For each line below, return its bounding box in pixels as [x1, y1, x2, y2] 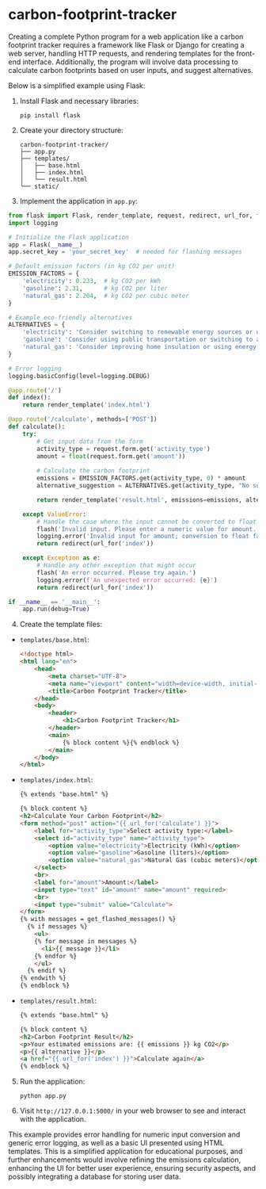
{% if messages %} [27, 923, 88, 931]
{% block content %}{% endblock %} [62, 739, 180, 747]
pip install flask [19, 111, 81, 120]
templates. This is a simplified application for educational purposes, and [8, 1147, 243, 1157]
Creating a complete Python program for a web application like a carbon [8, 32, 244, 41]
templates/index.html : [19, 775, 93, 785]
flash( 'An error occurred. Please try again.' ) [36, 568, 196, 576]
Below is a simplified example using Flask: [8, 81, 146, 90]
